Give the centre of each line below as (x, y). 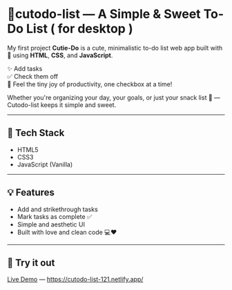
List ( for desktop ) (80, 29)
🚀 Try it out (31, 263)
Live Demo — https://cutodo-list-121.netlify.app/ (75, 280)
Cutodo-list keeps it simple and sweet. (62, 105)
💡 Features (31, 193)
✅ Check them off (33, 76)
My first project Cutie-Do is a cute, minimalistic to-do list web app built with (115, 48)
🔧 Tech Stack (36, 133)
